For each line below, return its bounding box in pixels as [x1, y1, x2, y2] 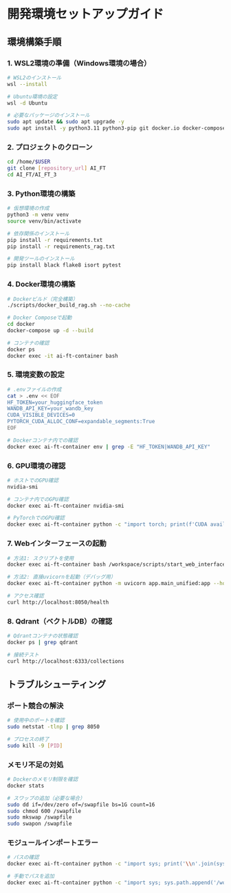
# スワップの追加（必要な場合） [7, 794, 85, 801]
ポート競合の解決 [7, 701, 64, 710]
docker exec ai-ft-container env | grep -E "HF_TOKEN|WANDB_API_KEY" [7, 443, 211, 450]
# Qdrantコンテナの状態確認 [7, 633, 78, 639]
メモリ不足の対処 [7, 759, 64, 769]
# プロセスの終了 [7, 736, 49, 743]
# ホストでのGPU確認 [7, 477, 59, 484]
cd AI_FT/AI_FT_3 [7, 172, 57, 178]
